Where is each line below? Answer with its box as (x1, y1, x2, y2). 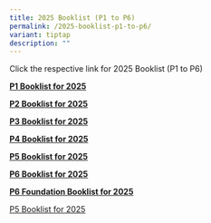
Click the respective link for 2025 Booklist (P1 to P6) (9, 63, 204, 74)
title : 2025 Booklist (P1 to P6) (9, 13, 136, 23)
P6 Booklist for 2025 (9, 169, 89, 179)
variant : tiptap (9, 30, 71, 39)
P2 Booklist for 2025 (9, 99, 89, 110)
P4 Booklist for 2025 (9, 133, 89, 145)
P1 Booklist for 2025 (9, 81, 87, 92)
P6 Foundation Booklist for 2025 (9, 187, 134, 198)
